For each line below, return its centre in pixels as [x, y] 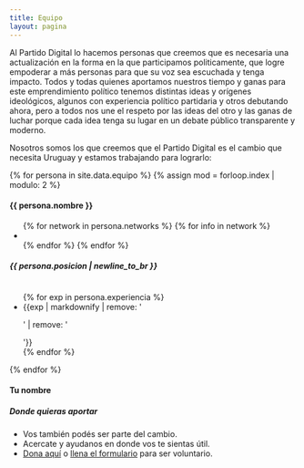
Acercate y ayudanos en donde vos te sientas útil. [117, 444]
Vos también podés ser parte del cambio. [100, 434]
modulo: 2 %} [35, 184]
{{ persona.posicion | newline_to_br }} [83, 266]
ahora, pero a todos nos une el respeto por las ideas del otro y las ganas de [151, 110]
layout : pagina [38, 26]
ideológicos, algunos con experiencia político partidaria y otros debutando [149, 100]
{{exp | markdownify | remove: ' [82, 307]
